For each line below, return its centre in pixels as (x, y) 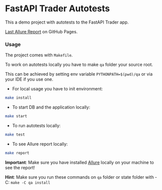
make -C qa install (30, 183)
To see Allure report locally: (40, 144)
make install (18, 98)
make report (17, 153)
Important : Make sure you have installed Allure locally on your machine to (80, 162)
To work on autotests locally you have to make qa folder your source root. (79, 65)
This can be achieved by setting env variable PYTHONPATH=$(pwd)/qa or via (79, 74)
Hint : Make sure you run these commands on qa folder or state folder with (80, 177)
